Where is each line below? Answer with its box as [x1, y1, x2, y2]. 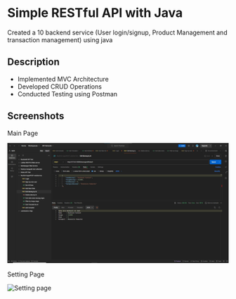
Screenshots [7, 110, 65, 122]
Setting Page [7, 270, 45, 279]
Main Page [7, 129, 39, 137]
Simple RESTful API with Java [7, 5, 183, 21]
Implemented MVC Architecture [17, 75, 109, 83]
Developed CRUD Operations [17, 82, 102, 91]
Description [7, 56, 60, 68]
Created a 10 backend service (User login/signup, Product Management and [7, 28, 228, 37]
